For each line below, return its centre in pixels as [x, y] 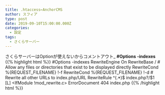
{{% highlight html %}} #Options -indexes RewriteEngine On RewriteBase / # [83, 62]
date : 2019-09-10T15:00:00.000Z [38, 23]
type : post [16, 19]
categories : [17, 28]
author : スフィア [21, 14]
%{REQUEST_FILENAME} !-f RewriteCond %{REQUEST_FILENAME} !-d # [79, 72]
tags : [11, 37]
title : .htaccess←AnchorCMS [34, 10]
